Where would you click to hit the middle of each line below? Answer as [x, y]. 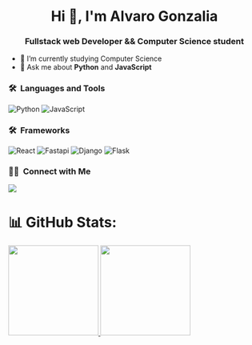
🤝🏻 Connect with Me [50, 171]
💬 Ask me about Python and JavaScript [86, 67]
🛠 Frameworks [39, 130]
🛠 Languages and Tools [57, 89]
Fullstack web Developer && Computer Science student [134, 42]
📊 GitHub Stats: [63, 222]
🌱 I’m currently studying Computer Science [91, 58]
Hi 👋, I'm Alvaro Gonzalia [134, 16]
